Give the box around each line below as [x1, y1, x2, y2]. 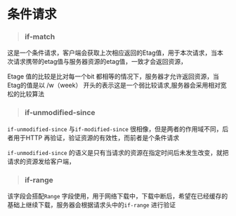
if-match [24, 32, 55, 42]
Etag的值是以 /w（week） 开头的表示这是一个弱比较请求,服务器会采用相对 [7, 81, 221, 90]
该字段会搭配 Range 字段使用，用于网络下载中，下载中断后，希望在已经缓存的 [7, 192, 228, 201]
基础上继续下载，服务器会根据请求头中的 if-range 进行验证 [7, 201, 176, 209]
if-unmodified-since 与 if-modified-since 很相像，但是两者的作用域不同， [7, 124, 223, 133]
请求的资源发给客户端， [7, 157, 75, 166]
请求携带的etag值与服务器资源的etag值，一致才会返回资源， [13, 58, 188, 66]
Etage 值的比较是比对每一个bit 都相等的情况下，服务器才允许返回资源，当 [7, 72, 220, 81]
